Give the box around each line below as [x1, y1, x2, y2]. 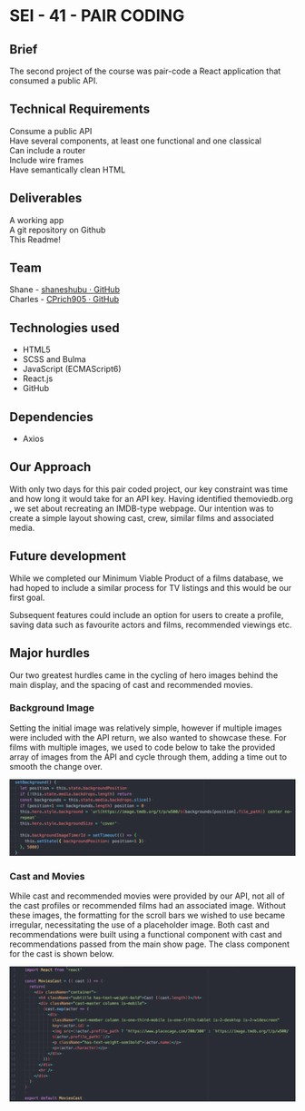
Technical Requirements [9, 102, 151, 117]
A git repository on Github [9, 224, 106, 235]
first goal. [9, 592, 45, 603]
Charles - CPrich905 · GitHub [9, 294, 120, 305]
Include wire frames [9, 154, 84, 165]
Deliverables [9, 191, 83, 206]
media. [9, 522, 35, 533]
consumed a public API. [9, 75, 98, 86]
